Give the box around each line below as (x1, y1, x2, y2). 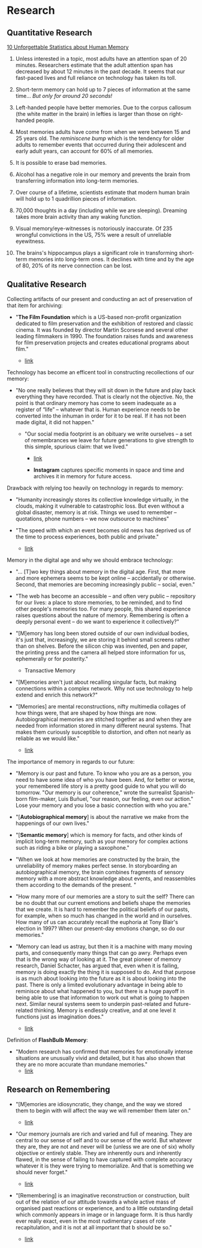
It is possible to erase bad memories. (15, 159, 107, 166)
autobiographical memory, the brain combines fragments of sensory (15, 868, 185, 875)
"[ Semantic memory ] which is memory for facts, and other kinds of (15, 831, 183, 838)
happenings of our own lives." (15, 820, 89, 827)
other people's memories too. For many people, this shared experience (15, 605, 191, 612)
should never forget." (15, 1168, 68, 1175)
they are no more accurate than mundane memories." (15, 1061, 147, 1068)
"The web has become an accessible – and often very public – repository (15, 592, 196, 600)
